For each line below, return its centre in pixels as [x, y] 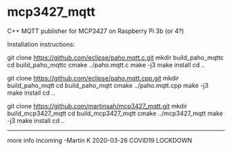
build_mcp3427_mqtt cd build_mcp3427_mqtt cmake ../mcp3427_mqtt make [115, 113]
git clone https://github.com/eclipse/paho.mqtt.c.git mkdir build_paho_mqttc [116, 57]
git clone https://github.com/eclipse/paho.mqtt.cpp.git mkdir [93, 78]
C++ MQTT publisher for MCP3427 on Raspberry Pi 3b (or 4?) [96, 31]
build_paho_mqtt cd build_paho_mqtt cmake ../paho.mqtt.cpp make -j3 [108, 85]
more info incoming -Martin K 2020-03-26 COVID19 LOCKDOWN [100, 140]
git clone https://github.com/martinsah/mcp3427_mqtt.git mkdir [97, 106]
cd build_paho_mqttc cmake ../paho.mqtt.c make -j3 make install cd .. [106, 65]
